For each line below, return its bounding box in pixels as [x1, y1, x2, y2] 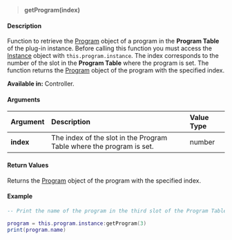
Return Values [7, 161, 49, 169]
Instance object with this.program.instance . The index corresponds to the [7, 52, 219, 60]
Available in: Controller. [7, 79, 75, 88]
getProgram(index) [23, 6, 81, 14]
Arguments [7, 95, 41, 103]
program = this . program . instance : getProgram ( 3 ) [7, 220, 147, 227]
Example [7, 192, 33, 201]
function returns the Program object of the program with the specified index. [7, 66, 225, 74]
